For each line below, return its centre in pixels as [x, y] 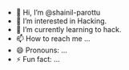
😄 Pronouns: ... [42, 50]
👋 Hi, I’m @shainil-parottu [58, 12]
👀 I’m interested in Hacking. [61, 21]
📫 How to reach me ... [53, 39]
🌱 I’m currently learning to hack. [69, 29]
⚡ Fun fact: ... [38, 59]
